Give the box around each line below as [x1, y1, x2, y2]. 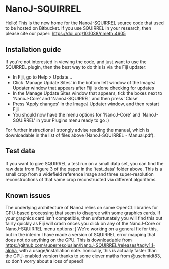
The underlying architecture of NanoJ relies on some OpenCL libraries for [5, 205, 158, 211]
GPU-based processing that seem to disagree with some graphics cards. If [5, 210, 161, 216]
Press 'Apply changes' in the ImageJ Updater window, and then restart [12, 101, 160, 107]
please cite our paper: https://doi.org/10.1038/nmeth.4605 [5, 30, 126, 36]
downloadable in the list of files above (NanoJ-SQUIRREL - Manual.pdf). [5, 132, 155, 138]
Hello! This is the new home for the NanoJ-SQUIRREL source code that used [5, 20, 164, 26]
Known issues [5, 191, 51, 200]
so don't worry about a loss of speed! [5, 258, 83, 264]
